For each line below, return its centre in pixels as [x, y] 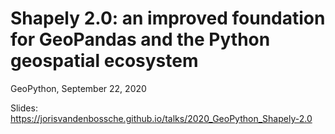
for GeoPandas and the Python [140, 39]
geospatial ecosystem [104, 61]
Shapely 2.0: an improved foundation [168, 18]
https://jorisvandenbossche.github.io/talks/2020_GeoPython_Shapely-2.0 [161, 118]
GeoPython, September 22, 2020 [78, 88]
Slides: [24, 108]
